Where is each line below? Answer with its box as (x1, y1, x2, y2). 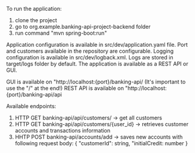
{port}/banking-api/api (6, 91, 62, 98)
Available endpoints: (6, 103, 56, 110)
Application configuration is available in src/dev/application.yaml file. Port (6, 41, 188, 48)
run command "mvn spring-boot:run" (14, 29, 107, 37)
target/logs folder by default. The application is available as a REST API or (6, 60, 188, 67)
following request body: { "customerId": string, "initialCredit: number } (14, 140, 188, 146)
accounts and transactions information (14, 127, 111, 134)
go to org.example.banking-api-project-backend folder (14, 23, 151, 30)
